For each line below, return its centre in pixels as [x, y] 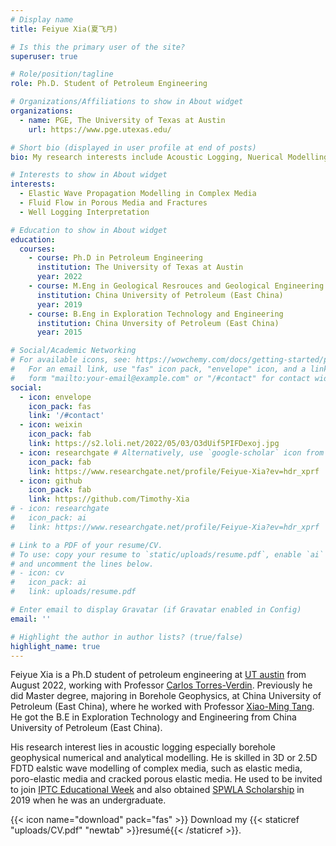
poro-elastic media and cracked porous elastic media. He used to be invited [166, 779]
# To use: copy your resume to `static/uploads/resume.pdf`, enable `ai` [167, 554]
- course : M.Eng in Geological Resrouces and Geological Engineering [176, 286]
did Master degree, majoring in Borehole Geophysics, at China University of [166, 696]
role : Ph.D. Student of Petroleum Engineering [109, 84]
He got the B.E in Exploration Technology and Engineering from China [153, 717]
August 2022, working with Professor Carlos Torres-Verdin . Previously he [161, 685]
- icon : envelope [55, 397]
